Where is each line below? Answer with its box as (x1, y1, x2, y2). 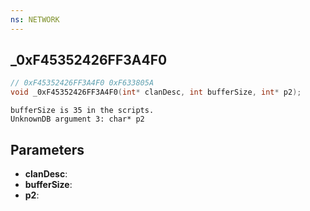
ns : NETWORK (10, 14, 60, 25)
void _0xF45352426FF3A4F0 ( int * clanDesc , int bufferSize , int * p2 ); (10, 87, 302, 98)
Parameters (10, 141, 85, 158)
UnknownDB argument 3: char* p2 (10, 114, 145, 125)
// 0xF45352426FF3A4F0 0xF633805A (10, 78, 155, 88)
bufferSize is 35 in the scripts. (10, 106, 155, 116)
